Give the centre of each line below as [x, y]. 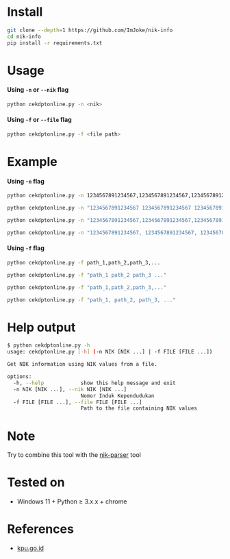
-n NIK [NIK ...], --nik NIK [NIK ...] [70, 389]
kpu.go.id [30, 548]
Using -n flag [26, 181]
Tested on [36, 483]
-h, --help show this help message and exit [94, 383]
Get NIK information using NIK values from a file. [82, 364]
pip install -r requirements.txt [55, 43]
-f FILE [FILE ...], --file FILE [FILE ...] [78, 402]
